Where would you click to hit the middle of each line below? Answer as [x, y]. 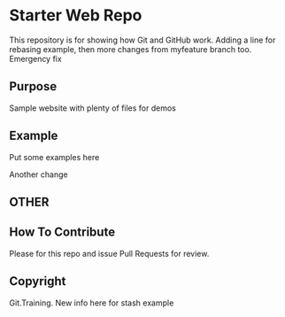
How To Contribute [62, 232]
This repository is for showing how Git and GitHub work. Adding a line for [142, 40]
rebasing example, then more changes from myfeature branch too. [131, 49]
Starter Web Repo [76, 15]
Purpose [33, 86]
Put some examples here [54, 157]
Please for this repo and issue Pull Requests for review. [109, 253]
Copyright [38, 281]
